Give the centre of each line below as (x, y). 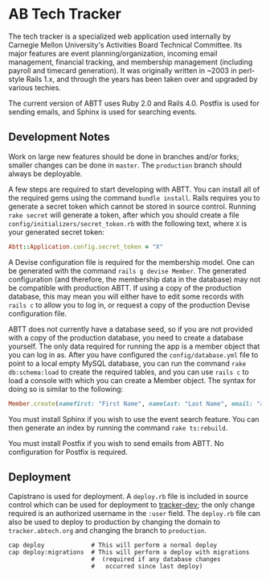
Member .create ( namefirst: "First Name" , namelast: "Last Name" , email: (131, 403)
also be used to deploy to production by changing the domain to (115, 522)
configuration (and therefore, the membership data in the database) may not (135, 279)
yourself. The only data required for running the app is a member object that (134, 346)
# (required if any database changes (156, 559)
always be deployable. (45, 173)
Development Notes (59, 137)
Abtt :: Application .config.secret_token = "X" (86, 246)
